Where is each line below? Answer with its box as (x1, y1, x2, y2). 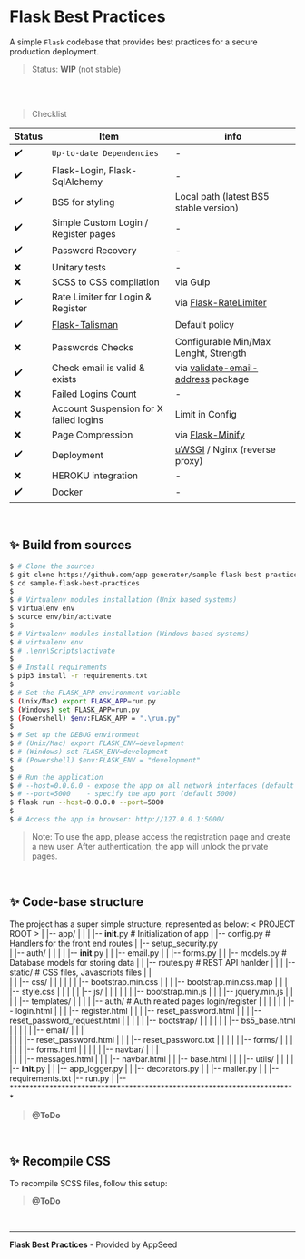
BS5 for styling (51, 195, 115, 208)
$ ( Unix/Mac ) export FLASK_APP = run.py (9, 696, 156, 705)
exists (51, 372, 77, 385)
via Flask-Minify (175, 428, 245, 441)
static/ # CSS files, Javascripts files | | (9, 967, 152, 978)
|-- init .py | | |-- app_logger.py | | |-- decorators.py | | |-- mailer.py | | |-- (9, 1063, 280, 1074)
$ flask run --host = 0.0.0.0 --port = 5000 (9, 798, 165, 807)
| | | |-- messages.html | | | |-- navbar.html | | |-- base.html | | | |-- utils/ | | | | (9, 1053, 294, 1064)
